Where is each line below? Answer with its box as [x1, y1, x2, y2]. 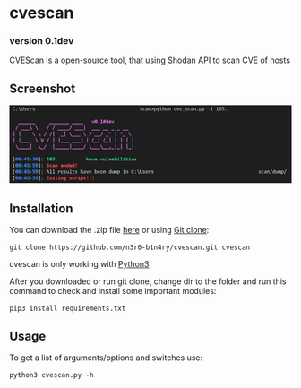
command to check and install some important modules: [9, 286, 217, 297]
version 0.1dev [9, 35, 74, 47]
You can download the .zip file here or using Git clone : [9, 225, 210, 236]
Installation [9, 201, 73, 216]
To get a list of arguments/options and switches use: [9, 352, 203, 363]
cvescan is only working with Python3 [9, 259, 150, 270]
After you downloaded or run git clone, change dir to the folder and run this [9, 276, 287, 287]
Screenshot [9, 81, 76, 96]
